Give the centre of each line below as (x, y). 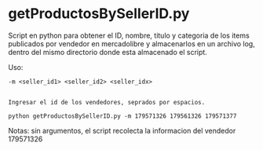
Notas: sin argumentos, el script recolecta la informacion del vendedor (122, 130)
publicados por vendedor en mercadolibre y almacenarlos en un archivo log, (131, 43)
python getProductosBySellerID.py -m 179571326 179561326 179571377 (122, 116)
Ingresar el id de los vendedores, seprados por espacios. (107, 102)
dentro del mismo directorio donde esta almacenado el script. (108, 52)
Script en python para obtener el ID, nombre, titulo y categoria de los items (129, 35)
